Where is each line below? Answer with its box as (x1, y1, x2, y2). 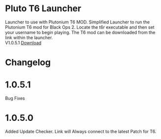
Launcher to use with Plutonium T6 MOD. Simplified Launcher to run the (5, 19, 150, 25)
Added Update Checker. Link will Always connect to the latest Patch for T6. (5, 129, 157, 134)
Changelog (5, 57, 51, 68)
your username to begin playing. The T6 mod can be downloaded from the (5, 29, 156, 35)
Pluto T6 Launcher (5, 3, 82, 14)
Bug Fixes (5, 96, 25, 101)
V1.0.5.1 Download (5, 40, 42, 45)
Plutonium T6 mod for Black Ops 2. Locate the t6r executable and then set (5, 24, 155, 30)
